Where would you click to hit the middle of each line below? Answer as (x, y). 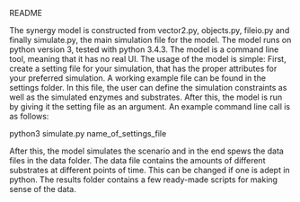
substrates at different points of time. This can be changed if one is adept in (150, 170)
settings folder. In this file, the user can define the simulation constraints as (148, 88)
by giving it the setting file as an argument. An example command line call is (150, 106)
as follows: (29, 116)
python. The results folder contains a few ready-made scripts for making (144, 180)
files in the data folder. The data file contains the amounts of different (137, 160)
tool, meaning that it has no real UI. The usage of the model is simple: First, (148, 59)
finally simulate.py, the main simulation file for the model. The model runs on (150, 40)
